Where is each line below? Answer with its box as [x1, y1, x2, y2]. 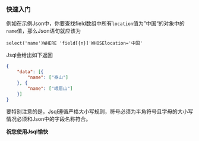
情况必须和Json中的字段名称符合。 [6, 115, 91, 123]
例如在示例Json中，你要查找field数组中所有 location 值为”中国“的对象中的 [6, 20, 185, 27]
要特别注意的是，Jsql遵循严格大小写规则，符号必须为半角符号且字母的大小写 [6, 108, 194, 115]
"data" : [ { [17, 69, 44, 75]
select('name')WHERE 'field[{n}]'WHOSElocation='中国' [6, 40, 143, 46]
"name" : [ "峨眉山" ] [27, 85, 73, 92]
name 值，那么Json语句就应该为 [6, 27, 81, 35]
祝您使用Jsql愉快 [6, 128, 49, 135]
